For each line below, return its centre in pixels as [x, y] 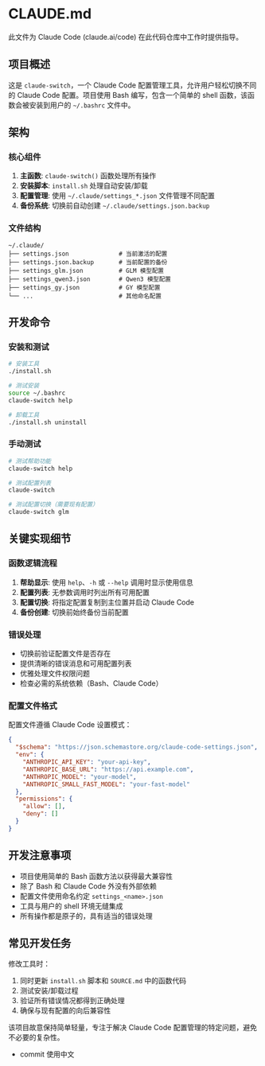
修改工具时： [29, 964]
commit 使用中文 [47, 1054]
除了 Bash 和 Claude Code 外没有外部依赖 [88, 886]
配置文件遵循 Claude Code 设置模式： [70, 725]
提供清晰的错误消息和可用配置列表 [76, 663]
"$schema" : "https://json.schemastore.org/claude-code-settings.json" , [137, 747]
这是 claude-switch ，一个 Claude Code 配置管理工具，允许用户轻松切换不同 [132, 85]
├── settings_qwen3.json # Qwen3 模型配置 [90, 279]
